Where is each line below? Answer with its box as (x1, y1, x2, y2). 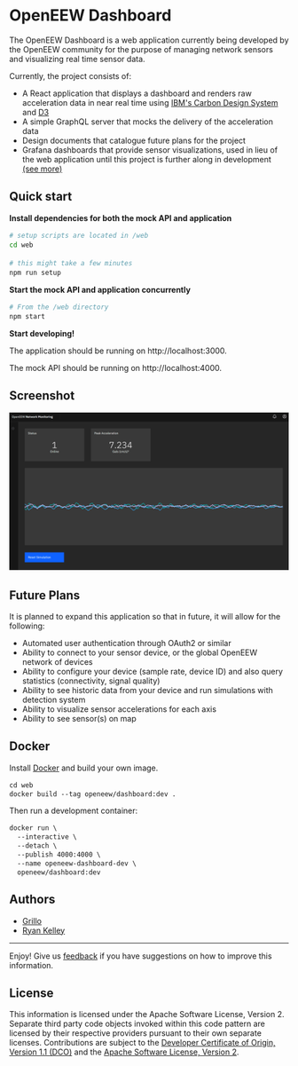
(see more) (21, 163, 63, 174)
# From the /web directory (9, 303, 109, 312)
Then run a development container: (9, 805, 138, 816)
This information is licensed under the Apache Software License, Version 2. (9, 1009, 286, 1020)
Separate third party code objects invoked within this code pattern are (9, 1018, 266, 1030)
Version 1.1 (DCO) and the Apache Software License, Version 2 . (9, 1046, 239, 1057)
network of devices (21, 656, 93, 667)
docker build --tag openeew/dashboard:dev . (9, 789, 176, 799)
